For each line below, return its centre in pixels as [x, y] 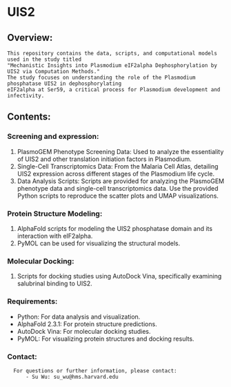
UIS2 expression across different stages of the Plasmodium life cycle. [116, 173]
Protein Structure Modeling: [55, 214]
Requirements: [32, 301]
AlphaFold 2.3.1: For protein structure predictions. [87, 324]
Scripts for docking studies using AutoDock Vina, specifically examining [119, 276]
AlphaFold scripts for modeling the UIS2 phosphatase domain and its [114, 228]
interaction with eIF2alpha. [55, 236]
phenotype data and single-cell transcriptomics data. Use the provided [118, 188]
